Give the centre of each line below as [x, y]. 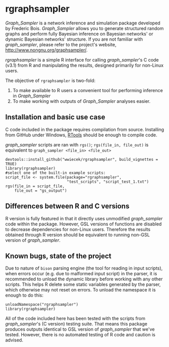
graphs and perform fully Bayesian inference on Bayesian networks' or [79, 34]
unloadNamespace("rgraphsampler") [42, 305]
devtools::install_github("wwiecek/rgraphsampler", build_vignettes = [82, 159]
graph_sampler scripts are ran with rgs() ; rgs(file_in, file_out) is [77, 144]
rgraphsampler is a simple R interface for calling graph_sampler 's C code [82, 60]
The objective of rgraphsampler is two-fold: [50, 80]
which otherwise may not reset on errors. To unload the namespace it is [81, 290]
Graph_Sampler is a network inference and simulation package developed [83, 23]
